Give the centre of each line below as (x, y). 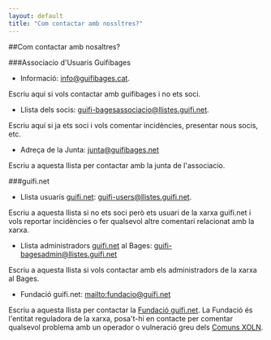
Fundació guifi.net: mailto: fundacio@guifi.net (95, 294)
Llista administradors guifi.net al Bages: (86, 245)
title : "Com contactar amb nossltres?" (76, 24)
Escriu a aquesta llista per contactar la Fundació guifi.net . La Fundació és (131, 310)
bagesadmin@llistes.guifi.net (69, 254)
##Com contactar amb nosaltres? (64, 46)
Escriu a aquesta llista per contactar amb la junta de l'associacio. (117, 165)
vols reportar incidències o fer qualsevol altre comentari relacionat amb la (131, 221)
